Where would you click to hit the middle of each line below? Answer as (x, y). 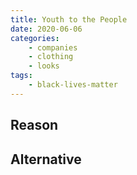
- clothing (51, 57)
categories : (35, 38)
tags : (21, 76)
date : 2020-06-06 (46, 29)
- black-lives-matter (73, 85)
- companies (53, 47)
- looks (44, 66)
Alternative (46, 159)
